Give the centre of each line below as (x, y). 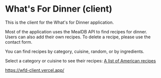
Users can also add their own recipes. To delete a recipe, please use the (78, 37)
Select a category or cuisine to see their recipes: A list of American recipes (80, 61)
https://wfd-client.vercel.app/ (35, 70)
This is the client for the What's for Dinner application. (59, 22)
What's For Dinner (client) (59, 9)
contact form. (19, 42)
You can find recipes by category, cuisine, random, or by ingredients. (75, 51)
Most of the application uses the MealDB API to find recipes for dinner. (76, 31)
